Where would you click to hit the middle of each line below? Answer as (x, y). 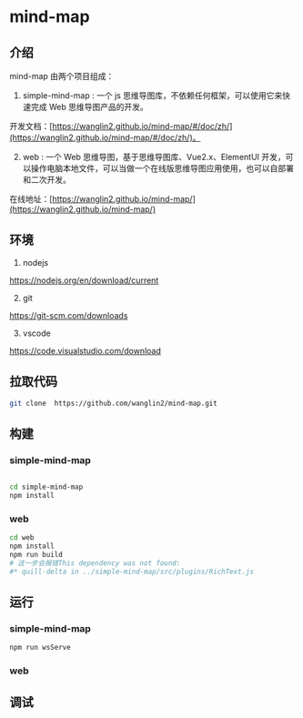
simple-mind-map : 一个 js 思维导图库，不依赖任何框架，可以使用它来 (152, 96)
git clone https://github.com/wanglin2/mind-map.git (114, 403)
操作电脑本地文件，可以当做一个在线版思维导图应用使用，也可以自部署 (162, 168)
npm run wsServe (40, 648)
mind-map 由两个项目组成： (62, 76)
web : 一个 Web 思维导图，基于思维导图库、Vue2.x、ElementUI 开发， (154, 157)
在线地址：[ (31, 199)
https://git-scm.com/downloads (69, 315)
